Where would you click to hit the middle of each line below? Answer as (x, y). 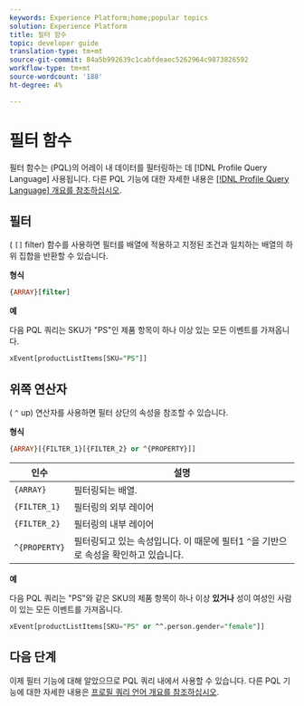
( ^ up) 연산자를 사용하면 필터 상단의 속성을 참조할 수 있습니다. (119, 412)
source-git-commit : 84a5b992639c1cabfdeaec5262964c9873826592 (129, 60)
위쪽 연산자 (38, 389)
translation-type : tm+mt (56, 52)
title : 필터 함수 (38, 34)
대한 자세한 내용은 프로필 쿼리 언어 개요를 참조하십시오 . (123, 692)
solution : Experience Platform (68, 26)
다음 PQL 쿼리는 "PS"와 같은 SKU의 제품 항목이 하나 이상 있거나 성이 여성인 (142, 597)
